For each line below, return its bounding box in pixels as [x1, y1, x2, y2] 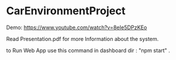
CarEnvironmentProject [6, 4, 126, 18]
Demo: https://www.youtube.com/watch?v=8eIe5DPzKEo [6, 24, 147, 31]
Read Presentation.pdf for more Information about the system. [6, 35, 159, 42]
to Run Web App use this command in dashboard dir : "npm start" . [6, 46, 171, 54]
